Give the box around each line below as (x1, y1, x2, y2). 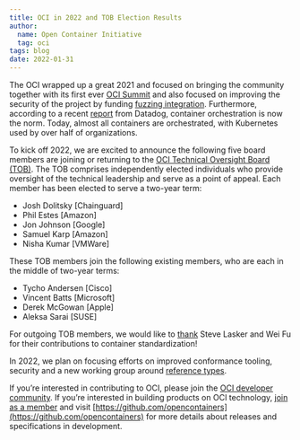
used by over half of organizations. (9, 128, 138, 137)
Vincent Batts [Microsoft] (21, 293, 116, 303)
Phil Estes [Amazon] (21, 210, 97, 220)
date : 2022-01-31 (9, 55, 74, 64)
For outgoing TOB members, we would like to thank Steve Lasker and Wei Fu (9, 329, 292, 339)
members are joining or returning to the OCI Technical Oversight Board (9, 154, 270, 164)
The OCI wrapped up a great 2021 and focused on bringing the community (9, 80, 285, 90)
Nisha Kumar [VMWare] (21, 239, 110, 249)
